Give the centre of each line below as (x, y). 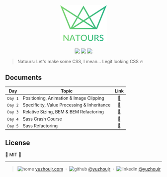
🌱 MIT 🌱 (13, 155)
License (18, 142)
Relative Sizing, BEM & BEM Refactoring (63, 112)
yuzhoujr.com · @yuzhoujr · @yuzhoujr (98, 169)
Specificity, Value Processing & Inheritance (67, 105)
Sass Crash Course (42, 119)
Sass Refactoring (40, 126)
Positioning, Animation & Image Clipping (63, 98)
